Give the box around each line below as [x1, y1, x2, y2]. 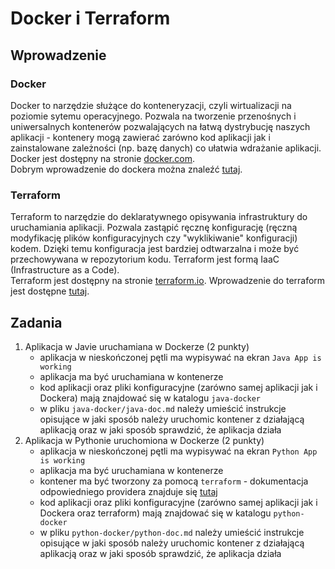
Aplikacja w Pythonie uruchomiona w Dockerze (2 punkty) [24, 434, 265, 446]
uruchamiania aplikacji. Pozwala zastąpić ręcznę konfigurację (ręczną [10, 222, 298, 234]
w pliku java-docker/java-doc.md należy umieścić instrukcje [39, 402, 287, 414]
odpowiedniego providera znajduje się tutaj [39, 485, 218, 497]
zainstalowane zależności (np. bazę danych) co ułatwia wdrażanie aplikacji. [10, 142, 322, 154]
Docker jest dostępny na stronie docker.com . [10, 152, 195, 164]
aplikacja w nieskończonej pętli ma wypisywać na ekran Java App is [39, 351, 322, 363]
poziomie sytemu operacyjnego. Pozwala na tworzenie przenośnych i [10, 110, 297, 122]
